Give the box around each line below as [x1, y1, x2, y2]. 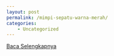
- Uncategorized [17, 26, 59, 32]
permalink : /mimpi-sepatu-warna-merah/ [6, 15, 108, 21]
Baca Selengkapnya [6, 43, 57, 50]
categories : [6, 20, 37, 26]
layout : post [6, 9, 40, 15]
